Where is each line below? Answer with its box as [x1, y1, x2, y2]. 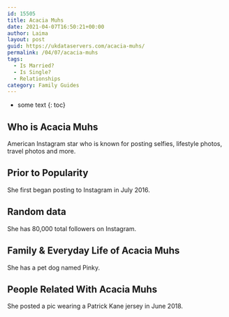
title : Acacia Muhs [7, 17, 64, 24]
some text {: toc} [17, 101, 66, 109]
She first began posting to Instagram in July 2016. [7, 186, 150, 194]
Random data [7, 206, 66, 218]
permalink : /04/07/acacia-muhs [7, 50, 98, 57]
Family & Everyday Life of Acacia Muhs [7, 245, 180, 257]
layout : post [7, 36, 45, 43]
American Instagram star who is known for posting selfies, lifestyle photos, [7, 140, 223, 148]
